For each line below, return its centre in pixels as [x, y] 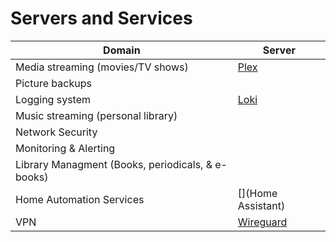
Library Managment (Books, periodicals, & [114, 164]
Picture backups [53, 83]
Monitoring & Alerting [65, 148]
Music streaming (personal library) [96, 115]
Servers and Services [101, 18]
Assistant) [261, 205]
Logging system [53, 99]
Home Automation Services [80, 199]
